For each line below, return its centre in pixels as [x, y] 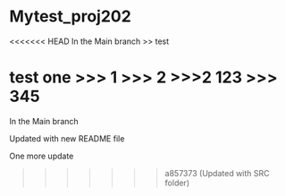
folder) [177, 183]
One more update [42, 156]
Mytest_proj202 [70, 17]
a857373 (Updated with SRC [217, 173]
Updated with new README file [67, 138]
